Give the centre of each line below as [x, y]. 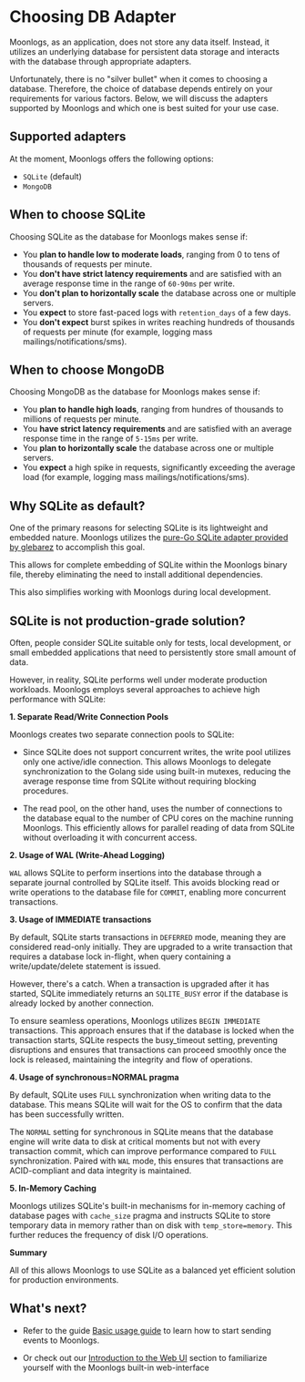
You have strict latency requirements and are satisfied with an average [158, 429]
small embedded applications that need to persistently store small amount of [153, 652]
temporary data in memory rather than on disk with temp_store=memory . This [151, 1225]
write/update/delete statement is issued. [85, 966]
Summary [28, 1253]
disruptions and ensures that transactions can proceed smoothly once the [148, 1050]
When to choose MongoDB [87, 369]
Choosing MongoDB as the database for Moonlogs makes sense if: [135, 392]
